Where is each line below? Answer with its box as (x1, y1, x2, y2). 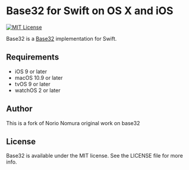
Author (6, 104, 32, 114)
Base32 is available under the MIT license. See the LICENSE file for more (6, 152, 183, 159)
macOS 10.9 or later (14, 74, 63, 81)
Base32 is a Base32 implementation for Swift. (6, 35, 117, 42)
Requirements (6, 52, 59, 63)
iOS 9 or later (14, 68, 47, 75)
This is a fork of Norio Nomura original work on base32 (6, 119, 141, 126)
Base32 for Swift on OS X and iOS (6, 4, 174, 18)
